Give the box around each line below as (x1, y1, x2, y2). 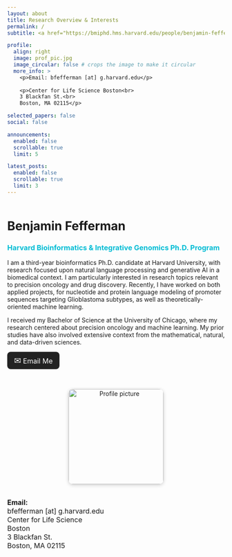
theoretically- (165, 295, 204, 304)
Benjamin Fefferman (7, 218, 126, 234)
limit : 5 (13, 150, 39, 158)
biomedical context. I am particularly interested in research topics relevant (7, 273, 219, 282)
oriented (7, 302, 31, 311)
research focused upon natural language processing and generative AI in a (7, 266, 220, 274)
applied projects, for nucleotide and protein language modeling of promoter (7, 288, 222, 296)
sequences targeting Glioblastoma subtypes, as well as (7, 295, 164, 304)
